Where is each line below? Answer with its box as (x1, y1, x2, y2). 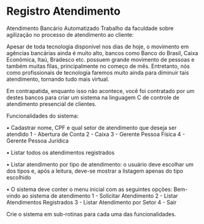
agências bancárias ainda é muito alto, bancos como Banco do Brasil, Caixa (6, 49, 198, 56)
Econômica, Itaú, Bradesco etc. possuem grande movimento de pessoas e (6, 56, 195, 63)
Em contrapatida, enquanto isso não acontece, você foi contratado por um (6, 87, 195, 94)
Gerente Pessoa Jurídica (6, 136, 69, 144)
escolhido (6, 173, 31, 181)
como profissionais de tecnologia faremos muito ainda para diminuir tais (6, 69, 189, 76)
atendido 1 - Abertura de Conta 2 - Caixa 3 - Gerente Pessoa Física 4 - (6, 130, 186, 138)
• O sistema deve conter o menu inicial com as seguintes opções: (6, 185, 173, 193)
